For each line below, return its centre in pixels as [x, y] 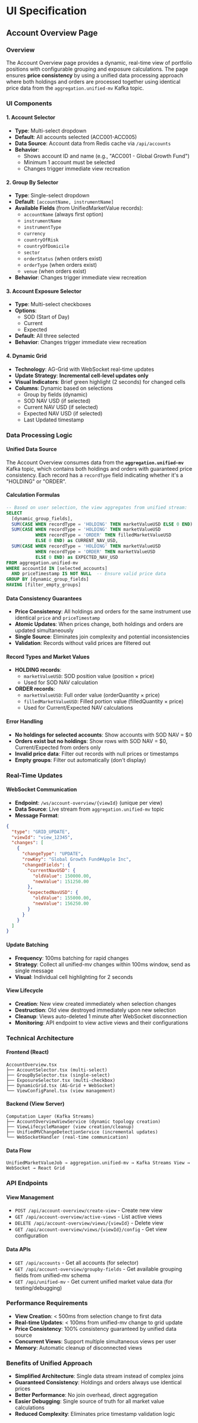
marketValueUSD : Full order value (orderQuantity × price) [92, 695]
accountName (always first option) [64, 215]
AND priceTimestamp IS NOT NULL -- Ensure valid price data [89, 574]
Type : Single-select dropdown [52, 196]
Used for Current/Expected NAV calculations [78, 708]
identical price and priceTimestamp [57, 618]
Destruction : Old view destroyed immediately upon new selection [95, 1010]
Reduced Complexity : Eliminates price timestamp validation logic [95, 1414]
